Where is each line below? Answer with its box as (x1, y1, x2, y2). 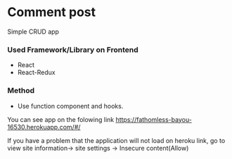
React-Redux (17, 68, 56, 77)
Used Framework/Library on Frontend (7, 45, 138, 55)
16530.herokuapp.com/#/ (7, 123, 81, 131)
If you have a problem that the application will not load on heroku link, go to (7, 136, 226, 144)
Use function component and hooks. (17, 102, 124, 110)
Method (7, 85, 35, 95)
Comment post (7, 4, 96, 20)
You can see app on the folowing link (7, 115, 115, 123)
